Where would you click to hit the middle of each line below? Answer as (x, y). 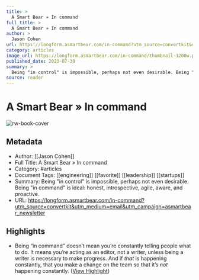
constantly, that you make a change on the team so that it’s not (91, 265)
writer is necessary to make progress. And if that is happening (91, 258)
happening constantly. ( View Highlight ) (62, 271)
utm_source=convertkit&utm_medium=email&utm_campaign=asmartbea (103, 206)
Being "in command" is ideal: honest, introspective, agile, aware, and (99, 188)
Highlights (26, 231)
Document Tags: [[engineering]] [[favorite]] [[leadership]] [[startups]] (99, 175)
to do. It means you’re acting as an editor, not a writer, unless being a (99, 252)
